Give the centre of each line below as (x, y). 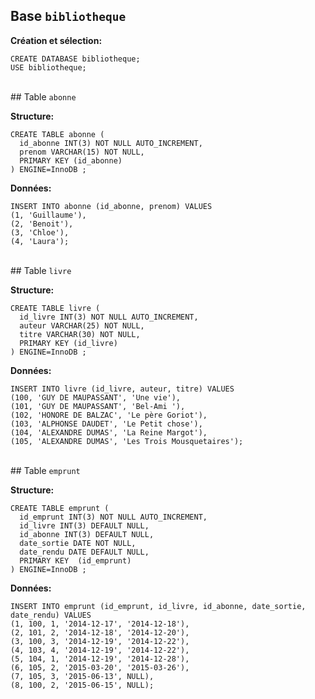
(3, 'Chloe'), (40, 232)
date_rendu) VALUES (51, 615)
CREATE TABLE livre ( (55, 308)
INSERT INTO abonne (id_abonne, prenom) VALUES (111, 206)
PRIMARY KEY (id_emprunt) (75, 560)
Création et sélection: (56, 40)
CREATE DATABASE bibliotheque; (75, 59)
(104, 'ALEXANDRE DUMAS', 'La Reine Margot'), (109, 432)
